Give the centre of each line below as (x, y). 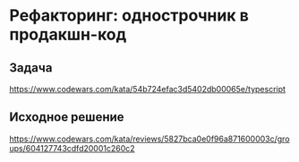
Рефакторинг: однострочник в (129, 16)
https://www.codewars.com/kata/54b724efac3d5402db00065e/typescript (148, 89)
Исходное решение (67, 117)
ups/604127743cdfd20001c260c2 (73, 148)
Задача (31, 68)
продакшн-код (68, 34)
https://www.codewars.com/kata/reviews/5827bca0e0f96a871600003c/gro (149, 139)
